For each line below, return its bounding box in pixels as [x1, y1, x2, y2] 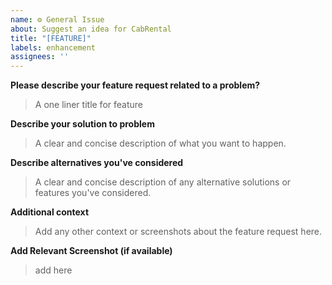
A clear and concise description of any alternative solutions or [34, 176, 292, 188]
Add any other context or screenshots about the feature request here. [34, 226, 323, 238]
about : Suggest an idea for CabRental [10, 24, 172, 34]
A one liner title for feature [34, 99, 143, 111]
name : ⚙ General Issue [10, 14, 105, 25]
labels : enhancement [10, 42, 97, 53]
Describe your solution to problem [10, 118, 155, 130]
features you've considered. [34, 187, 152, 199]
